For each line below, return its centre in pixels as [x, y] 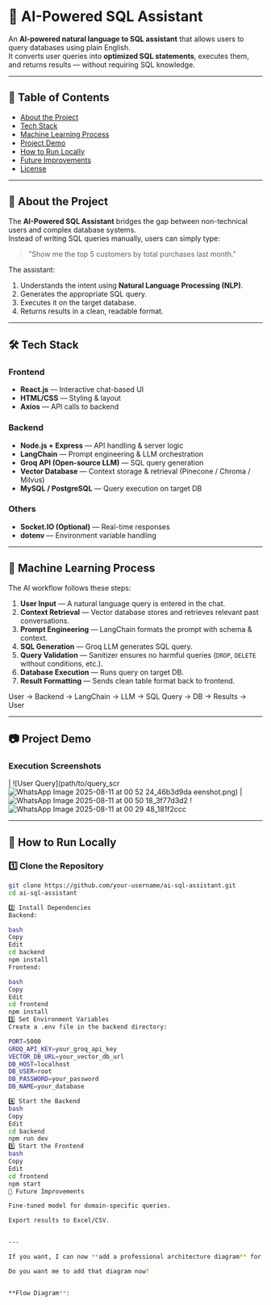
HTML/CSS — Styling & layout [70, 398]
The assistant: [32, 269]
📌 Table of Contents [59, 97]
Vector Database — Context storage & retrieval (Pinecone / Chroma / [135, 471]
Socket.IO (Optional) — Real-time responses [95, 526]
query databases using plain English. [69, 47]
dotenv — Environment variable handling [88, 535]
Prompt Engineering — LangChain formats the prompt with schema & [136, 629]
